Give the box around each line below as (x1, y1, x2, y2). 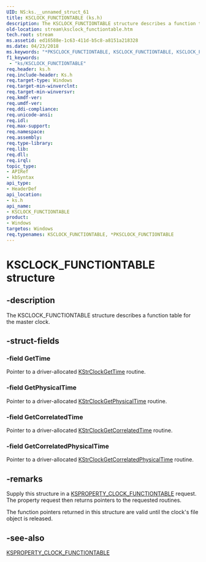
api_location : (6, 191, 43, 198)
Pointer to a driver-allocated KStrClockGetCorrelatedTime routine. (6, 427, 173, 434)
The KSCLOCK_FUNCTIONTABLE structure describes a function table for (6, 311, 191, 319)
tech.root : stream (6, 32, 53, 38)
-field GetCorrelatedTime (6, 412, 83, 421)
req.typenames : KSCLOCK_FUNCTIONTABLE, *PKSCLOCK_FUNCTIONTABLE (6, 231, 174, 237)
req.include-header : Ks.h (6, 72, 72, 78)
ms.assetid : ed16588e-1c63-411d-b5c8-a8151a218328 (6, 37, 139, 44)
